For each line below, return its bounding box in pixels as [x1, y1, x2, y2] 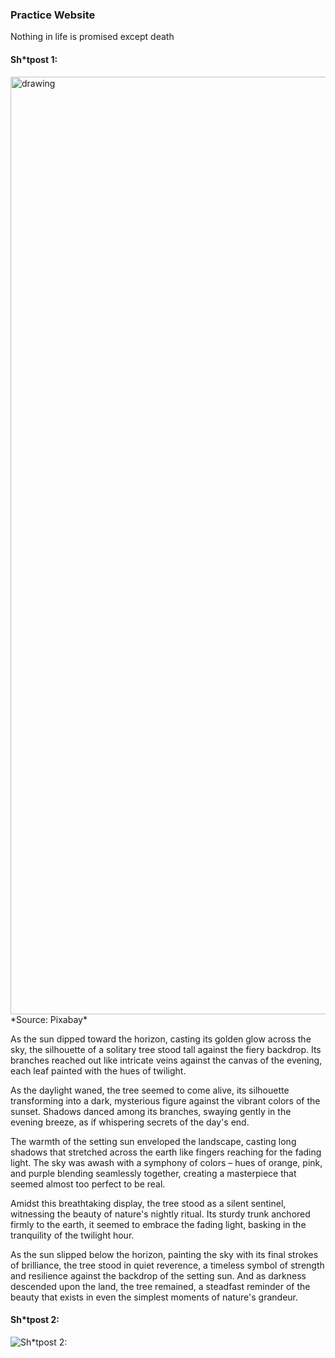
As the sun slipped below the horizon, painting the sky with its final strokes [10, 1248, 319, 1260]
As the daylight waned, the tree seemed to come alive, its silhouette [10, 1084, 290, 1096]
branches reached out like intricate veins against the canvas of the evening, [10, 1054, 323, 1066]
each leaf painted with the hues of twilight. [10, 1064, 187, 1077]
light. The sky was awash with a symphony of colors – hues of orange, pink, [10, 1156, 323, 1168]
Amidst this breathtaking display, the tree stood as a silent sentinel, [10, 1197, 287, 1209]
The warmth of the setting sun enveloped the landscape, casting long [10, 1135, 297, 1147]
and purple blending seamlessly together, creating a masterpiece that [10, 1167, 297, 1179]
